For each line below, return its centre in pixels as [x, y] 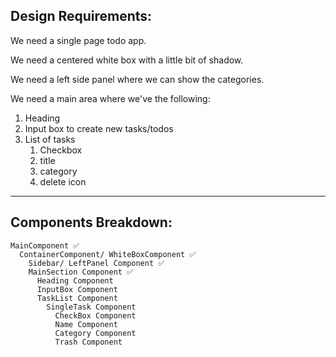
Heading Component [75, 280]
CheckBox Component [95, 315]
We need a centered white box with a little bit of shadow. [127, 60]
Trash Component [88, 342]
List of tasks [50, 139]
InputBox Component [77, 289]
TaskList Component [77, 298]
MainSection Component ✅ [81, 272]
